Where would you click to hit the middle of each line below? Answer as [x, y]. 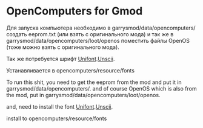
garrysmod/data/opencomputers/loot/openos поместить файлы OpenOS [98, 40]
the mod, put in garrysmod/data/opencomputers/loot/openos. [83, 95]
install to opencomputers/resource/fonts [57, 118]
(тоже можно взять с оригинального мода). [63, 47]
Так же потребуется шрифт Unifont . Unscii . [61, 59]
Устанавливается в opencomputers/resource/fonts [71, 70]
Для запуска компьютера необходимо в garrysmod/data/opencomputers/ [101, 28]
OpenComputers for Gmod [75, 11]
